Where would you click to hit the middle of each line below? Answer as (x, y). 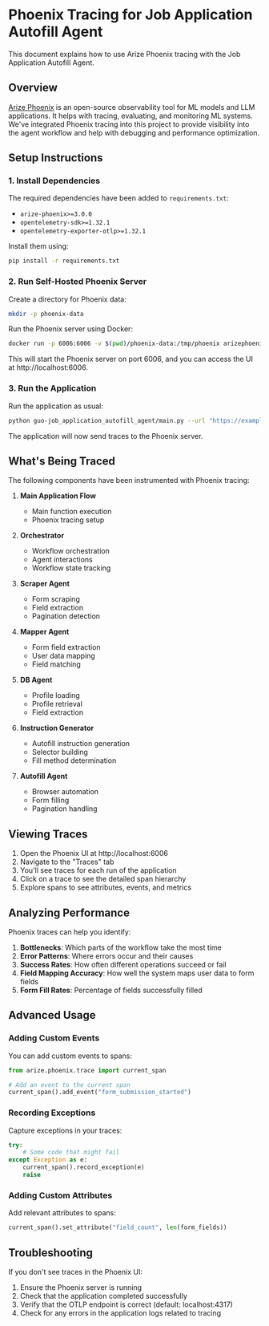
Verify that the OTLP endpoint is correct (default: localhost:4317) (126, 1304)
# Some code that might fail (71, 1153)
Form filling (50, 801)
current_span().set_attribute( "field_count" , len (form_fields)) (118, 1228)
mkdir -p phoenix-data (46, 314)
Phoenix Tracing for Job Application (130, 15)
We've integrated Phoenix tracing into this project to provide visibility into (129, 124)
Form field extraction (66, 647)
